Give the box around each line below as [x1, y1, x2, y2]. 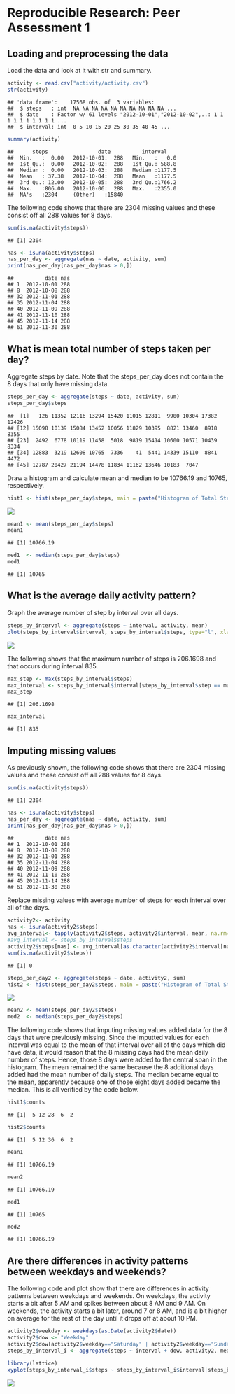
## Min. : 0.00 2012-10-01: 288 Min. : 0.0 [7, 154, 177, 162]
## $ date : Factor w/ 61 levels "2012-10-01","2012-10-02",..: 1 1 [7, 111, 224, 118]
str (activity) [7, 86, 49, 93]
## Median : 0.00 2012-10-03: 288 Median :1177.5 [7, 167, 177, 174]
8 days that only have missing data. [7, 379, 110, 388]
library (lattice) [7, 1360, 58, 1367]
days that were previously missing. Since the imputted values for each [7, 1034, 210, 1042]
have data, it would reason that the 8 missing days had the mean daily [7, 1048, 208, 1057]
